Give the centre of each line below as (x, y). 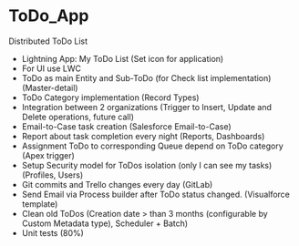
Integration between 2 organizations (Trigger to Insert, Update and (147, 107)
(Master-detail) (50, 87)
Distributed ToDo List (48, 41)
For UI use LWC (51, 68)
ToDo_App (49, 16)
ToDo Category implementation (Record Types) (110, 97)
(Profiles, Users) (52, 175)
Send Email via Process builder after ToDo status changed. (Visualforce (156, 194)
